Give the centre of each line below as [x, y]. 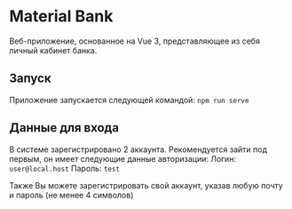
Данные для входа [64, 128]
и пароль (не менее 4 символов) [71, 195]
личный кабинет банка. [53, 50]
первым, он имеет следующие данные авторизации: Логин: [123, 158]
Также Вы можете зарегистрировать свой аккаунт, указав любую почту [146, 185]
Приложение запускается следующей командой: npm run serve [129, 100]
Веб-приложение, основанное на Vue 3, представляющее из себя [134, 41]
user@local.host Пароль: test [65, 168]
